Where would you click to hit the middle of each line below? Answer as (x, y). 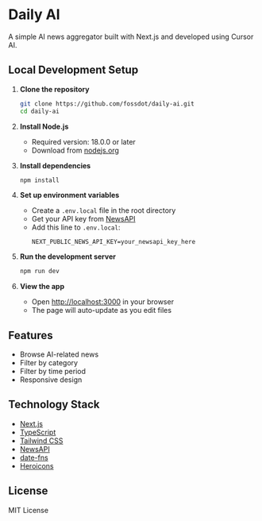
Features (31, 335)
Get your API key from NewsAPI (84, 219)
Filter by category (48, 363)
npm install (39, 180)
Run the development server (68, 257)
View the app (42, 287)
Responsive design (51, 380)
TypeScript (38, 432)
